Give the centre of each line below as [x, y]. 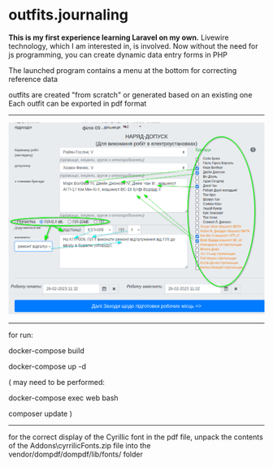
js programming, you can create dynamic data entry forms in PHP [118, 54]
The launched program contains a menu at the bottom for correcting [123, 70]
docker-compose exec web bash [64, 398]
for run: [21, 335]
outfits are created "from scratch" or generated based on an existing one [130, 94]
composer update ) [41, 413]
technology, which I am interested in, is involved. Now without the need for [133, 45]
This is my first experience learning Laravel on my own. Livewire [119, 37]
